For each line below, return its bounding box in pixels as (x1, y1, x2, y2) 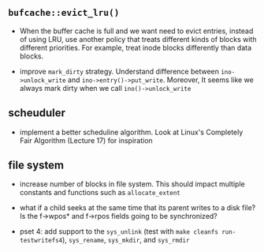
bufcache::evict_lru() (8, 7, 120, 19)
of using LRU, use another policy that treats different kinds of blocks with (19, 34, 257, 43)
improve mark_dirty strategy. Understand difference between (19, 66, 219, 76)
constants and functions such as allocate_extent (19, 188, 181, 197)
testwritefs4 (19, 237, 63, 245)
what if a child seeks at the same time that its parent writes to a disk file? (19, 203, 256, 213)
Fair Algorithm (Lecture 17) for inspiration (19, 135, 154, 145)
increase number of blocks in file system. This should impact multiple (19, 179, 246, 189)
